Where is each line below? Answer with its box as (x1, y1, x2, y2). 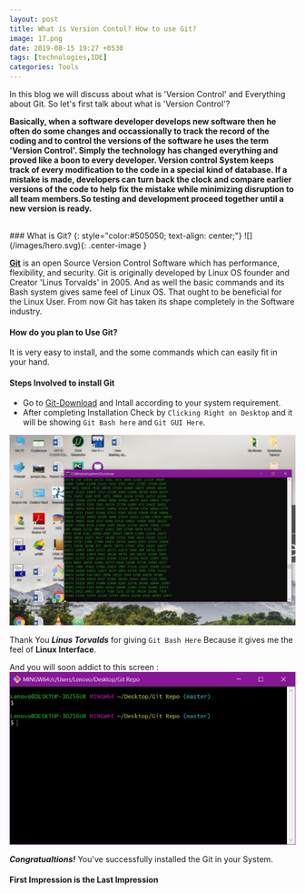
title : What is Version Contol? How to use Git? (9, 24, 197, 34)
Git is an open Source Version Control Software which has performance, (9, 257, 280, 268)
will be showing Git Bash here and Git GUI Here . (22, 417, 206, 427)
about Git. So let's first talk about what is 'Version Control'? (9, 98, 231, 109)
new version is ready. (9, 203, 93, 214)
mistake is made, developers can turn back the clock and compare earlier (9, 174, 292, 185)
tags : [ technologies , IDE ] (9, 53, 107, 63)
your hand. (9, 357, 50, 367)
